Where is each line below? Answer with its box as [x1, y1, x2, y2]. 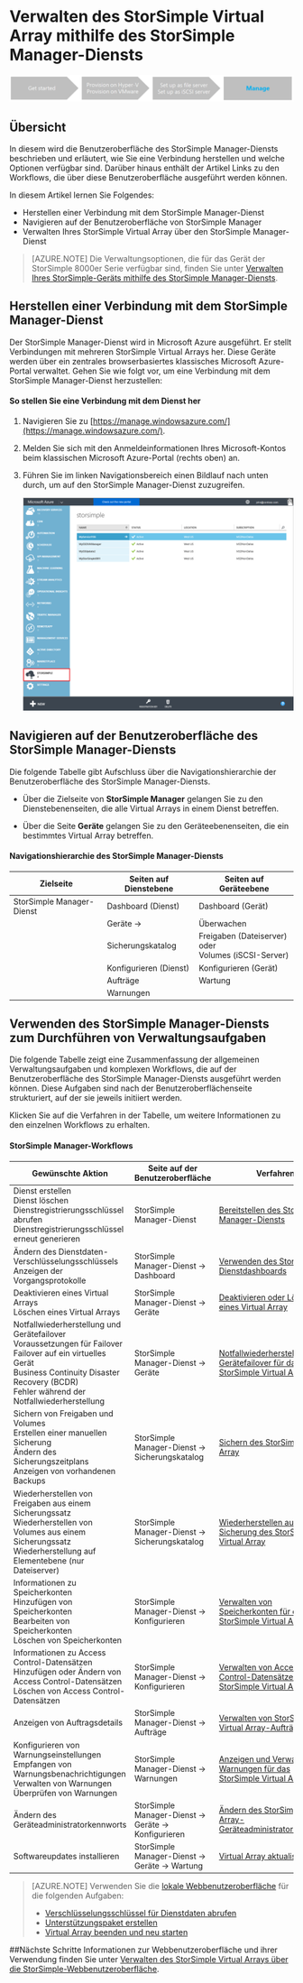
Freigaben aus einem [13, 1498, 92, 1508]
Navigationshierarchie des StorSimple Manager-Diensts [9, 851, 224, 862]
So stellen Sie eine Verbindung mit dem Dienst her [9, 395, 201, 407]
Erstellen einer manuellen [13, 1427, 107, 1438]
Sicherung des [218, 1526, 273, 1537]
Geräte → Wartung [133, 1860, 204, 1871]
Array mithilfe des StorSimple [9, 25, 235, 46]
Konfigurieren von [13, 1739, 80, 1750]
